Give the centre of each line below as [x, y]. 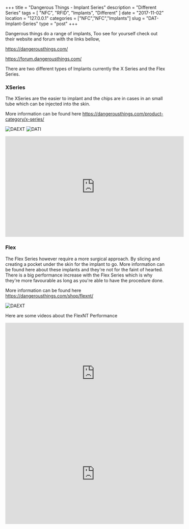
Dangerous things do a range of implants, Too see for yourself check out [82, 33]
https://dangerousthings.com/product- [123, 114]
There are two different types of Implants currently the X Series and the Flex [85, 69]
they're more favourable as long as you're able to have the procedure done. [85, 280]
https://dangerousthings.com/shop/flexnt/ [49, 295]
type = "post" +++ [58, 24]
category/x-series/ [25, 119]
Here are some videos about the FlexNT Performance [61, 315]
